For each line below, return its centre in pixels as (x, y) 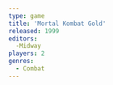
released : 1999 (34, 31)
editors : (23, 38)
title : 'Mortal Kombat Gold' (57, 23)
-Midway (29, 46)
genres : (21, 62)
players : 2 (27, 53)
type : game (27, 16)
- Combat (30, 69)
